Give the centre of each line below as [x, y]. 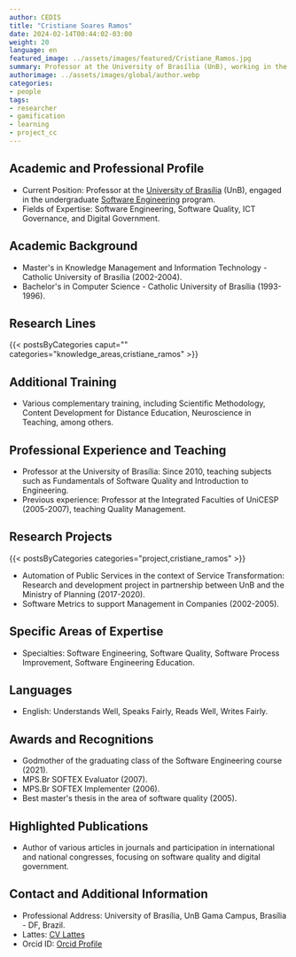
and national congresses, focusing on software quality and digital [141, 857]
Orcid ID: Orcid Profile [62, 944]
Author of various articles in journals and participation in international [148, 848]
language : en [33, 51]
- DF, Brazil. [43, 925]
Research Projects [61, 537]
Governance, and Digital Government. [91, 218]
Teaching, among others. [67, 423]
